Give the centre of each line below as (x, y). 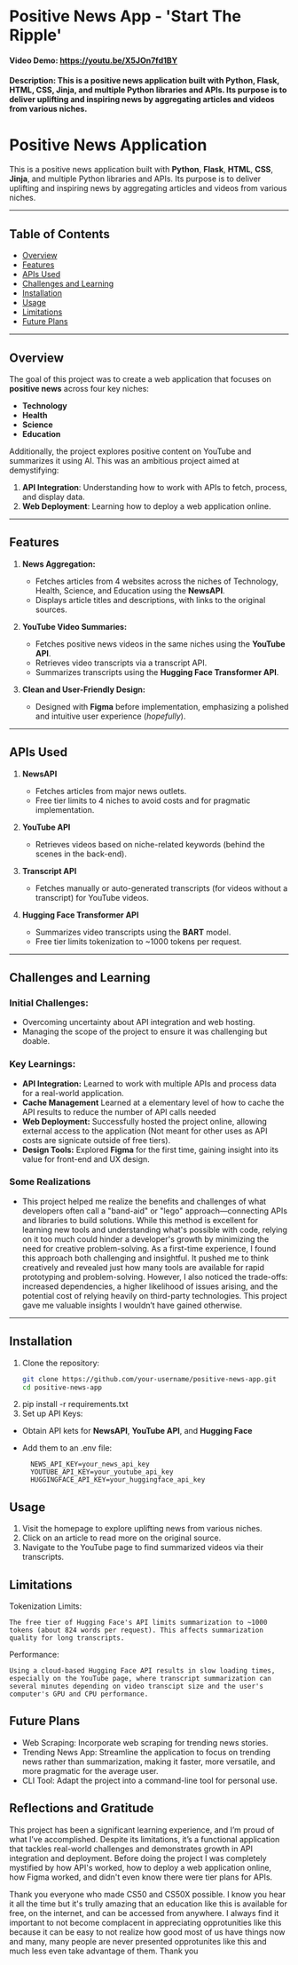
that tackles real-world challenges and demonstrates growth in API (131, 1849)
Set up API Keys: (52, 1413)
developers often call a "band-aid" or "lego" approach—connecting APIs (155, 1211)
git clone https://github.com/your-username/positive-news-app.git (149, 1379)
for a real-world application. (73, 1093)
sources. (51, 609)
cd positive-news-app (62, 1388)
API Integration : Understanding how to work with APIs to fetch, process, (154, 487)
